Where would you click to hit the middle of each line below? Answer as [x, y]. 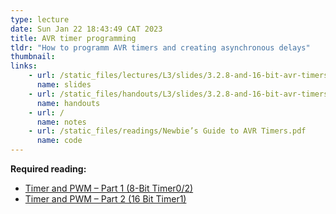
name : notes [61, 122]
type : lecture [40, 19]
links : [24, 66]
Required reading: [48, 169]
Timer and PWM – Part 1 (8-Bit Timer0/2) [109, 188]
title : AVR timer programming [73, 38]
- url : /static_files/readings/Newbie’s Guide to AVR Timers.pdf [167, 131]
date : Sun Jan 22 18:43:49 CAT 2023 [86, 29]
